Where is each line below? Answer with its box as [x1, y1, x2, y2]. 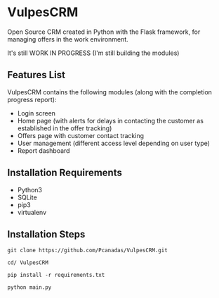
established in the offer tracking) [17, 124, 112, 132]
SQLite [17, 193, 37, 201]
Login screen [17, 108, 56, 117]
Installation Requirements [7, 167, 123, 179]
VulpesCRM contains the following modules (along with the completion [7, 87, 213, 96]
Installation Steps [7, 228, 86, 240]
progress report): [7, 95, 57, 104]
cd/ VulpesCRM [7, 259, 49, 266]
